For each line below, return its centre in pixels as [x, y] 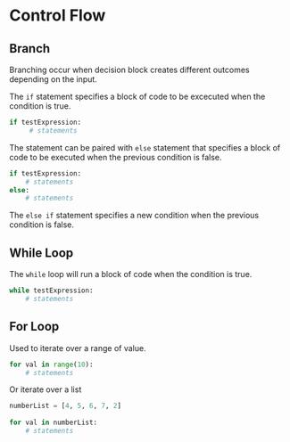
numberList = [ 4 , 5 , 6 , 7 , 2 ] [66, 406]
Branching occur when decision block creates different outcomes [129, 70]
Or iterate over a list [46, 389]
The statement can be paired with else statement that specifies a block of [145, 147]
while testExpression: [51, 291]
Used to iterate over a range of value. [78, 348]
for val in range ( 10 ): [51, 364]
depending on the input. [54, 79]
